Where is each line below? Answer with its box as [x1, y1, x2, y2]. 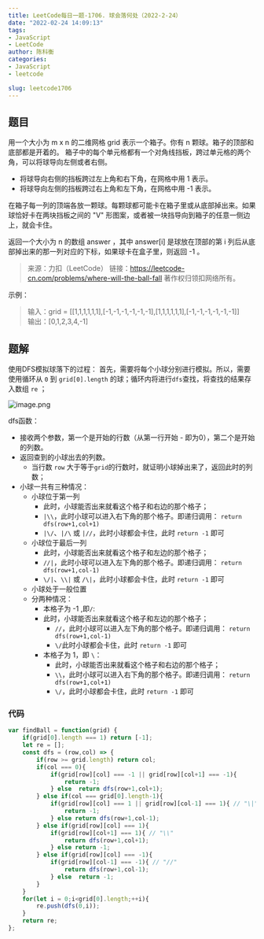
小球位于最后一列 [31, 538, 87, 548]
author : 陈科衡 [8, 48, 54, 56]
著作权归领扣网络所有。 [163, 273, 240, 283]
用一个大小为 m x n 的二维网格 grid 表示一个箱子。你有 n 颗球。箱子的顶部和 [8, 138, 254, 147]
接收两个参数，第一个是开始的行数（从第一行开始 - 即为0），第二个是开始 [19, 433, 255, 442]
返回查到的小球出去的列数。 [19, 453, 110, 462]
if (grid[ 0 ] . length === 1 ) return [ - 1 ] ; [22, 734, 153, 742]
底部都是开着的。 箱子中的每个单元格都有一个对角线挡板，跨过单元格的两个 [8, 147, 251, 157]
